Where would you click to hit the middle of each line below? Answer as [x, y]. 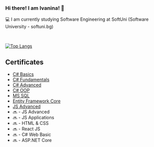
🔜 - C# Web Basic [32, 135]
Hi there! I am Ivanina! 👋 [35, 8]
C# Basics [23, 74]
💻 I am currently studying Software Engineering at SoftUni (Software [77, 19]
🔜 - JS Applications [33, 118]
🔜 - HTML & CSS [31, 123]
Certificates [24, 62]
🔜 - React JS [26, 129]
